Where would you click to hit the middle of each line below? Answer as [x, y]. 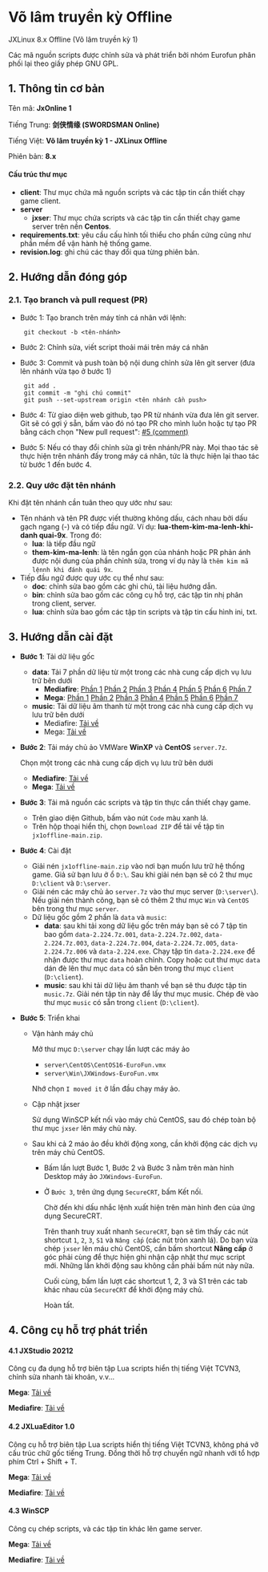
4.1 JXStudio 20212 [41, 1351]
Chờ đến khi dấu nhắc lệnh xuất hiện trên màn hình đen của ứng [149, 1207]
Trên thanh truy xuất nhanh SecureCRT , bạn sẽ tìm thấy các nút [146, 1231]
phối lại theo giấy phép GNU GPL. [64, 63]
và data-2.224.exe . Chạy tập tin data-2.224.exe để [172, 951]
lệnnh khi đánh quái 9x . [72, 569]
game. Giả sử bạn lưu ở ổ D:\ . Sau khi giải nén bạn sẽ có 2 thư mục [142, 874]
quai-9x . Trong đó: [70, 535]
